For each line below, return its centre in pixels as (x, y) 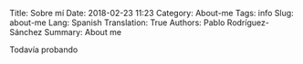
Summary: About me (83, 32)
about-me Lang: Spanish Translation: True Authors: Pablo (117, 23)
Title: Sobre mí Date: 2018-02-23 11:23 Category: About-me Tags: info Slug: (151, 13)
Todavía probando (44, 50)
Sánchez (26, 32)
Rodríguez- (248, 23)
